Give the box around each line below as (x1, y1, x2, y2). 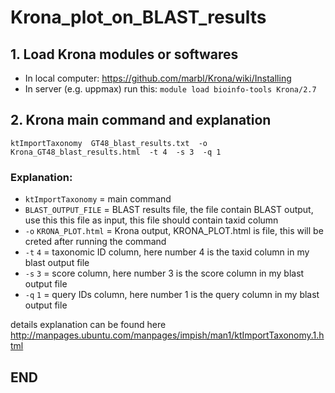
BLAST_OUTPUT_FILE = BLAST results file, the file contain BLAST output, (24, 204, 314, 216)
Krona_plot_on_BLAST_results (10, 6, 267, 29)
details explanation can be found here (10, 319, 167, 331)
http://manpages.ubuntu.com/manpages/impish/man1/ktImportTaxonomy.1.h (10, 329, 325, 341)
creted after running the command (24, 236, 167, 248)
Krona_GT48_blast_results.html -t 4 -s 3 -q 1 (10, 147, 222, 157)
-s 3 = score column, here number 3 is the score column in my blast (24, 267, 305, 280)
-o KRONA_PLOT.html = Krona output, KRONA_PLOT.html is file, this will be (24, 225, 324, 237)
